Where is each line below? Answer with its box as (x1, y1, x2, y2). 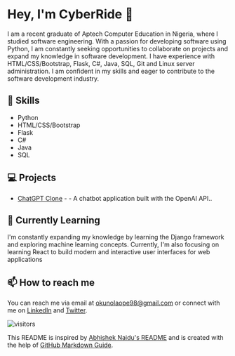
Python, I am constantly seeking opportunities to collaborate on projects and (7, 44, 229, 53)
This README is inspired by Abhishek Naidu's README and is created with (7, 334, 224, 342)
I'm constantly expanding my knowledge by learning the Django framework (7, 233, 224, 242)
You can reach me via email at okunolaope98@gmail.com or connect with (7, 298, 220, 308)
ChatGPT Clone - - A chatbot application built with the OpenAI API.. (17, 194, 213, 202)
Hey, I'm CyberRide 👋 (7, 6, 133, 22)
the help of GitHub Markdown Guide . (7, 341, 114, 350)
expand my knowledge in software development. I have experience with (7, 52, 215, 60)
